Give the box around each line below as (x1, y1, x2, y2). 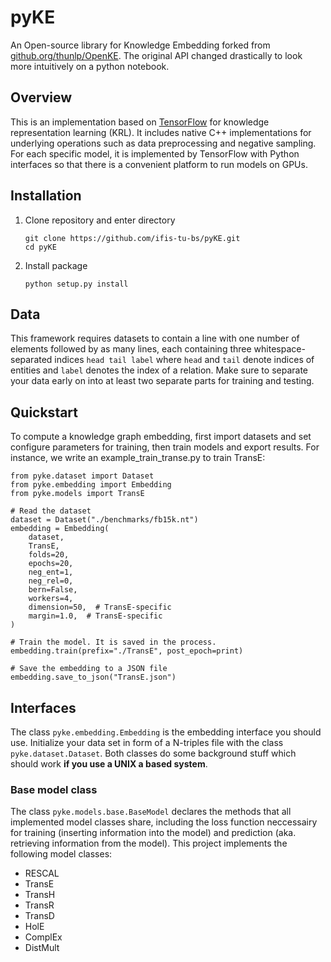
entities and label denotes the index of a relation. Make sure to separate (10, 364, 308, 376)
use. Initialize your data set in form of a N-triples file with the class (10, 737, 284, 748)
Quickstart (10, 404, 79, 421)
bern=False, (28, 585, 78, 595)
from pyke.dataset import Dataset (10, 471, 155, 481)
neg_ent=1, (28, 567, 74, 578)
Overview (10, 89, 73, 106)
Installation (10, 187, 82, 205)
